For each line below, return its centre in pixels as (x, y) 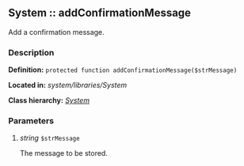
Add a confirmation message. (56, 32)
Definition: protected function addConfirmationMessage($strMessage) (123, 70)
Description (31, 52)
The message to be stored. (64, 153)
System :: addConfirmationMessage (100, 13)
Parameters (31, 121)
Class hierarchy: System (49, 100)
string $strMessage (50, 138)
